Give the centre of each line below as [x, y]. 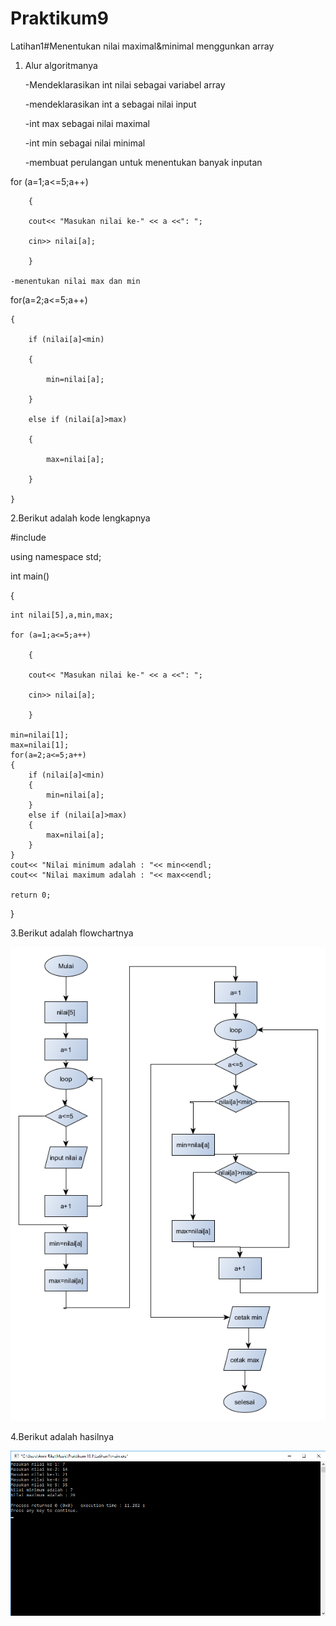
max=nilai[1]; [40, 745]
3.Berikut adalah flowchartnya [72, 933]
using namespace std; [56, 556]
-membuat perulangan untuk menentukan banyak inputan [143, 162]
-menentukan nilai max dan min [75, 281]
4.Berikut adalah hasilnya [62, 1436]
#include [28, 537]
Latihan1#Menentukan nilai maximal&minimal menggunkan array [142, 46]
